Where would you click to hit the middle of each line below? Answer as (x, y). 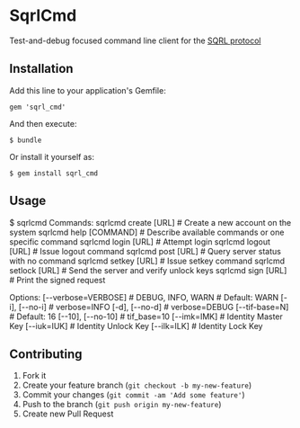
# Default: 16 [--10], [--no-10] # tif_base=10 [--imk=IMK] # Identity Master (146, 317)
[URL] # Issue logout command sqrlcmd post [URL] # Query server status (145, 251)
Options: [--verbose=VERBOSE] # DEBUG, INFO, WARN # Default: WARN (144, 297)
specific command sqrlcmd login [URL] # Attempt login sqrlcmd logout (140, 241)
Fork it (34, 376)
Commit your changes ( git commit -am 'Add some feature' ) (133, 395)
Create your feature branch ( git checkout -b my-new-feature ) (137, 385)
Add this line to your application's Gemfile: (88, 90)
